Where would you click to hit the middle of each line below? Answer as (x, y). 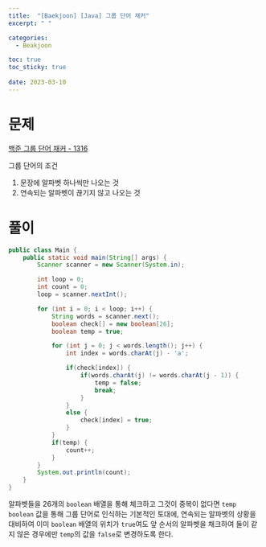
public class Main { (43, 250)
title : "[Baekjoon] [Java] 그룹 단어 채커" (79, 16)
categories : (28, 38)
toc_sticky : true (37, 68)
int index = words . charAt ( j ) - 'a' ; (127, 354)
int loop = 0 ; (61, 280)
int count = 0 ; (63, 287)
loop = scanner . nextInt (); (82, 294)
